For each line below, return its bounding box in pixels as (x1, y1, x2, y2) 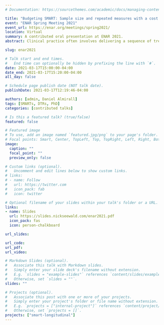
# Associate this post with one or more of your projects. (5, 294, 132, 300)
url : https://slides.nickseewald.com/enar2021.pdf (9, 214, 115, 219)
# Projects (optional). (5, 290, 54, 295)
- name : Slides (5, 209, 36, 214)
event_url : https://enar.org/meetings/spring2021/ (5, 25, 110, 30)
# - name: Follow (5, 178, 41, 183)
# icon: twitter (5, 191, 42, 196)
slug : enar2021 (5, 47, 36, 52)
